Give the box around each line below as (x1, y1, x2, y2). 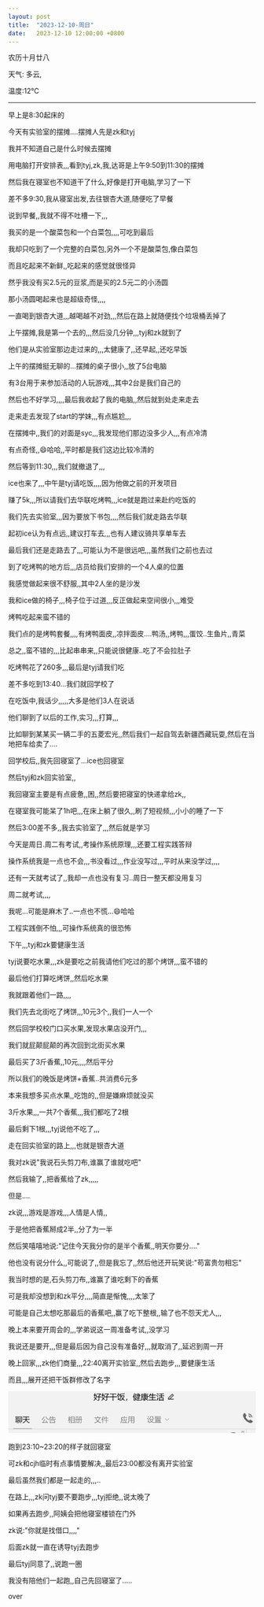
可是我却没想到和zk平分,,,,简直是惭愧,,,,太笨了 (8, 1291, 156, 1301)
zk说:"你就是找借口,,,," (8, 1525, 80, 1535)
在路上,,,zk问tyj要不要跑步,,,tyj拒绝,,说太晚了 (8, 1492, 151, 1501)
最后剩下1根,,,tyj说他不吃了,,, (8, 1124, 101, 1134)
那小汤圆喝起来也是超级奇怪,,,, (8, 294, 106, 304)
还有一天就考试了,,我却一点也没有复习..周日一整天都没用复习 (8, 873, 203, 883)
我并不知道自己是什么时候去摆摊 (8, 144, 112, 154)
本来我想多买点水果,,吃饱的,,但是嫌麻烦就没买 (8, 1090, 155, 1100)
